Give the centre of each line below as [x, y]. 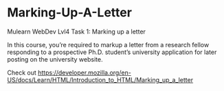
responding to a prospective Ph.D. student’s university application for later [112, 52]
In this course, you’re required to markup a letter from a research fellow [108, 44]
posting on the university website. [55, 59]
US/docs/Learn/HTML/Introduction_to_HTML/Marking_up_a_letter [100, 79]
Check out [22, 73]
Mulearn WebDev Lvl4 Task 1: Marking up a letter [77, 31]
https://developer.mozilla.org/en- [85, 73]
